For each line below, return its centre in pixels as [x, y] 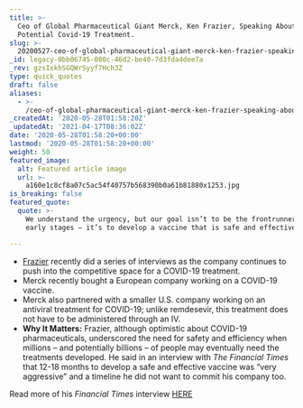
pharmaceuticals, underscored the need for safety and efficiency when [155, 338]
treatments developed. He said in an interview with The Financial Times [155, 357]
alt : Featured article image [72, 169]
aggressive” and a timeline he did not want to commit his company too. [154, 376]
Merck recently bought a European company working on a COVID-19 [150, 280]
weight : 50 [30, 152]
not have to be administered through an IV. [101, 319]
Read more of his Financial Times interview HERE [101, 394]
